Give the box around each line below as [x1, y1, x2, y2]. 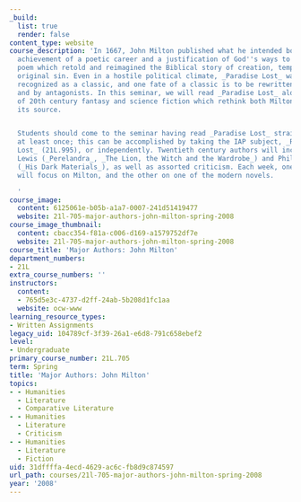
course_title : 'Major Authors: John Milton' [9, 245, 178, 254]
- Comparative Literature [17, 404, 115, 413]
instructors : [9, 279, 58, 288]
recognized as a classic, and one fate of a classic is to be [17, 80, 254, 89]
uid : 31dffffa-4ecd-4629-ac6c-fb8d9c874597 [9, 462, 175, 471]
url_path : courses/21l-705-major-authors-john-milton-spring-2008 [9, 471, 262, 480]
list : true [17, 22, 58, 31]
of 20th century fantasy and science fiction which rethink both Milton [17, 96, 295, 106]
